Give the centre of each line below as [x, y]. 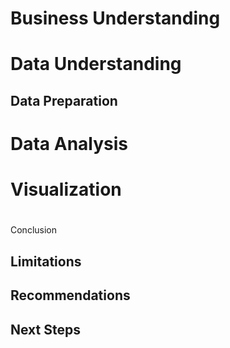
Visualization [66, 189]
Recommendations [70, 295]
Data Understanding [96, 64]
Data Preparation [64, 100]
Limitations [46, 261]
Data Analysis [69, 143]
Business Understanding [115, 18]
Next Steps [45, 329]
